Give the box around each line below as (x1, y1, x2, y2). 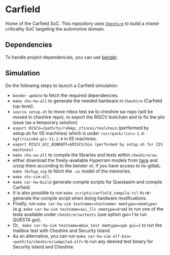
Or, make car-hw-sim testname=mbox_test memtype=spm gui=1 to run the (12, 222, 162, 228)
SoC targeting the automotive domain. (25, 25, 105, 32)
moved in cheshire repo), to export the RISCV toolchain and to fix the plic (12, 114, 165, 120)
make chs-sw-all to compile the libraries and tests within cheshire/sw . (12, 152, 158, 158)
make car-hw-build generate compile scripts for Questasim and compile (12, 179, 162, 185)
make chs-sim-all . (12, 173, 51, 179)
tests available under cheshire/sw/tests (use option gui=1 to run (12, 211, 147, 217)
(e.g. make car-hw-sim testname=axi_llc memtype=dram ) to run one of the (12, 206, 164, 212)
